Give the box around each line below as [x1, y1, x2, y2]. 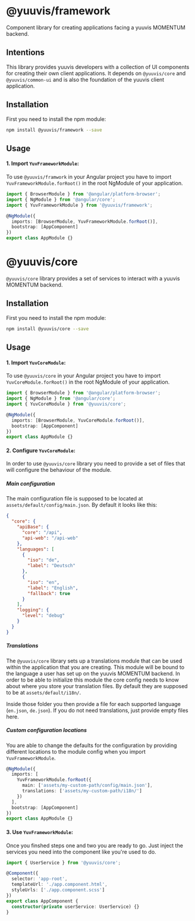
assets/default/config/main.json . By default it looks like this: [6, 502, 158, 509]
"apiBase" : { [17, 524, 49, 530]
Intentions [6, 48, 45, 58]
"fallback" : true [27, 590, 70, 596]
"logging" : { [17, 607, 49, 613]
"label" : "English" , [27, 585, 78, 591]
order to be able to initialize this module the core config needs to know [6, 676, 180, 683]
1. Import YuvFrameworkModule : [6, 160, 79, 167]
